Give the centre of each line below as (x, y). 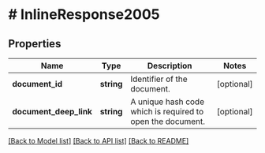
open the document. (168, 121)
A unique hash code (167, 102)
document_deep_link (52, 112)
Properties (35, 44)
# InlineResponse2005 (84, 15)
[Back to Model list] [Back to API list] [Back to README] (99, 141)
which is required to (166, 112)
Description (170, 66)
